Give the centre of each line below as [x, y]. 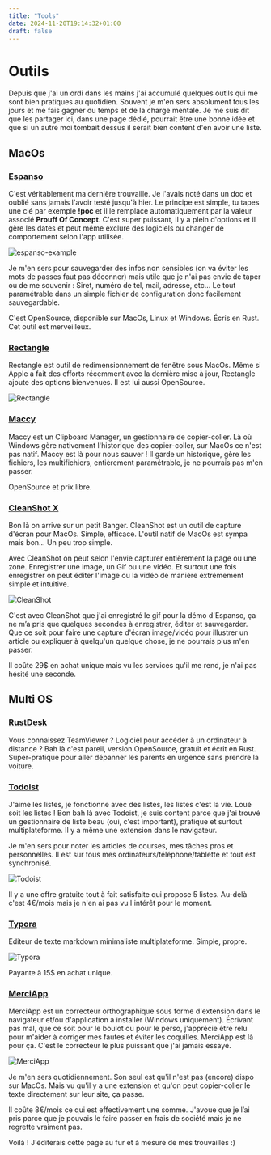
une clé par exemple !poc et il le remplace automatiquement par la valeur [130, 211]
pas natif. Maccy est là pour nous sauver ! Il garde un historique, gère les [130, 454]
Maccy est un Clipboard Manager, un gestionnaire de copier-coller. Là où [130, 437]
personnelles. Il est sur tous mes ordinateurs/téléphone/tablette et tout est [132, 854]
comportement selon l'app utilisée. [66, 237]
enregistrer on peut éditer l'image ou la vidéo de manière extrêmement [126, 575]
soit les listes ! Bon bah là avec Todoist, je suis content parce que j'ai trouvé [134, 813]
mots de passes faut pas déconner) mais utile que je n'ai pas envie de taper [135, 277]
